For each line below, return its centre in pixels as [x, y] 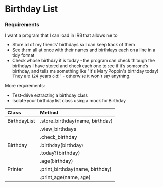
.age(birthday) [56, 161]
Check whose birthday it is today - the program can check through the [83, 61]
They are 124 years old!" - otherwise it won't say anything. [71, 76]
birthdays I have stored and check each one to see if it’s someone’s [80, 66]
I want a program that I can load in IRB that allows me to [61, 35]
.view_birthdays [58, 129]
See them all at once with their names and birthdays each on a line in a [84, 50]
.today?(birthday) [60, 153]
